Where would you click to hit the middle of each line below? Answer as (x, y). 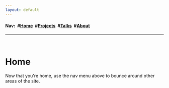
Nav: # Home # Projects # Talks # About (48, 26)
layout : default (22, 10)
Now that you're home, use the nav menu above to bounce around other (80, 75)
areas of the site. (23, 81)
